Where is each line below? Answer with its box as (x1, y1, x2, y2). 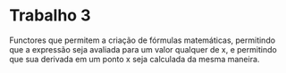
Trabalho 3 (9, 5, 91, 26)
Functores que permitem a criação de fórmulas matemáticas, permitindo (9, 35, 275, 45)
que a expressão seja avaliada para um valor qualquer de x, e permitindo (9, 44, 277, 54)
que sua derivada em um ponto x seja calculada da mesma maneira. (9, 53, 260, 64)
